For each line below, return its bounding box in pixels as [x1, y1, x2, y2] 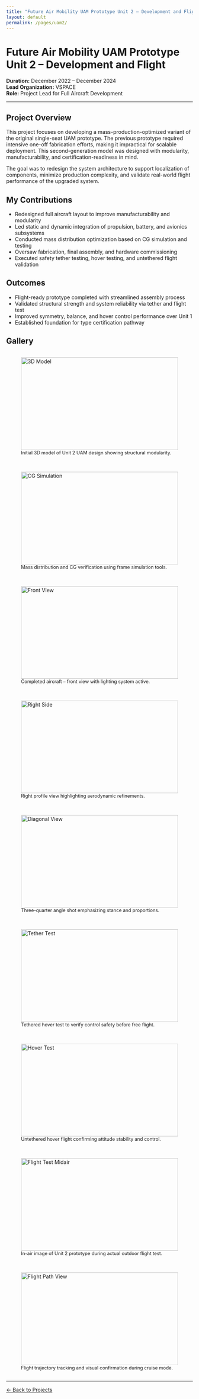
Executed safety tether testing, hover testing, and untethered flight [14, 254, 178, 261]
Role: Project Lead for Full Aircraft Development [6, 90, 123, 97]
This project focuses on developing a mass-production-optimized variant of [6, 129, 191, 136]
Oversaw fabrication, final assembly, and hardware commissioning [14, 248, 178, 255]
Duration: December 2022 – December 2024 [6, 78, 117, 85]
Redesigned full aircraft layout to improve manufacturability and [14, 210, 170, 217]
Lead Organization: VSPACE [6, 84, 76, 91]
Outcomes [6, 278, 46, 288]
